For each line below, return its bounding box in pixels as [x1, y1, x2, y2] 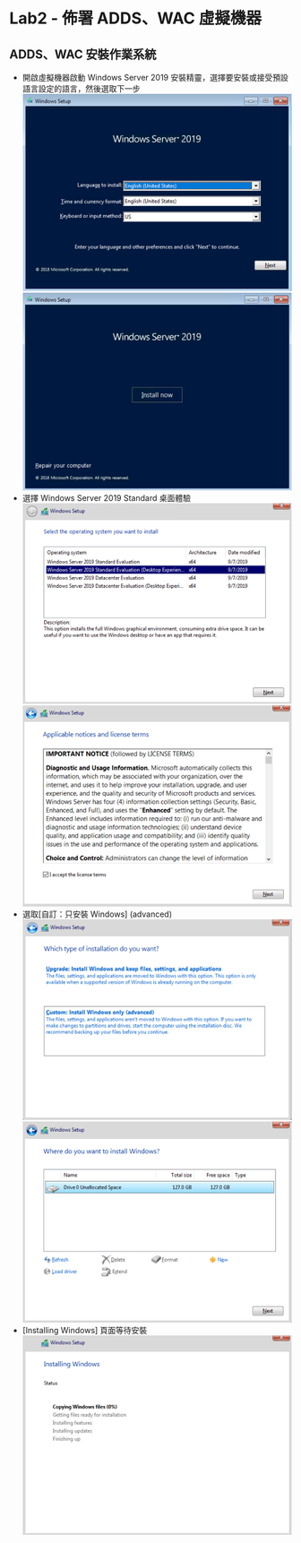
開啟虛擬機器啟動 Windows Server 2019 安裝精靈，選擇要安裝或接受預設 [21, 73, 288, 82]
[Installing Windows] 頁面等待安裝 [21, 1324, 148, 1335]
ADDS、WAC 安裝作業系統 [9, 47, 157, 62]
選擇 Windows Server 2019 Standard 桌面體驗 [21, 492, 191, 503]
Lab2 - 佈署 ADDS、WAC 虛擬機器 [9, 8, 262, 29]
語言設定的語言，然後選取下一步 [21, 83, 141, 94]
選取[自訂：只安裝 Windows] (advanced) [21, 909, 173, 919]
